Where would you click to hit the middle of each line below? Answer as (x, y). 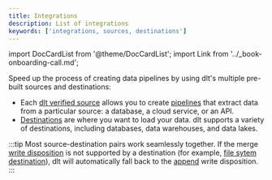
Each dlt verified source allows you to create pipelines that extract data (139, 103)
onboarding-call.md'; (43, 62)
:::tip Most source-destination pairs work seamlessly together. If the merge (133, 144)
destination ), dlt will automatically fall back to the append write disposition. (133, 161)
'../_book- (246, 54)
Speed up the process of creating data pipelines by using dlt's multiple (127, 79)
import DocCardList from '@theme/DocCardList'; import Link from (119, 54)
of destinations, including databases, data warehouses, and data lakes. (139, 129)
